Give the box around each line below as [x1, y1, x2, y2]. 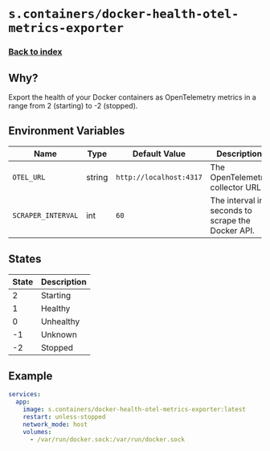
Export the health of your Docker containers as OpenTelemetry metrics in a [8, 92, 257, 102]
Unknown [40, 329, 78, 340]
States [8, 252, 42, 266]
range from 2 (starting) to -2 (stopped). [8, 100, 138, 110]
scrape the [210, 215, 251, 226]
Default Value [132, 148, 186, 159]
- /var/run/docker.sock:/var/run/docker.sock [29, 435, 185, 444]
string [85, 171, 108, 182]
